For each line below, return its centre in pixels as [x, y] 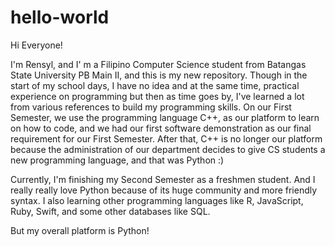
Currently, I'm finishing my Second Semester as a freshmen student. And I [163, 179]
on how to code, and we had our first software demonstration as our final [161, 128]
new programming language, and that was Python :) [117, 160]
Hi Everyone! [36, 45]
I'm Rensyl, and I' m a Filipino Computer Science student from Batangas [158, 64]
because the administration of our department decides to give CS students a [168, 149]
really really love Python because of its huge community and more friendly [164, 190]
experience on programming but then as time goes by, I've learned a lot [157, 96]
